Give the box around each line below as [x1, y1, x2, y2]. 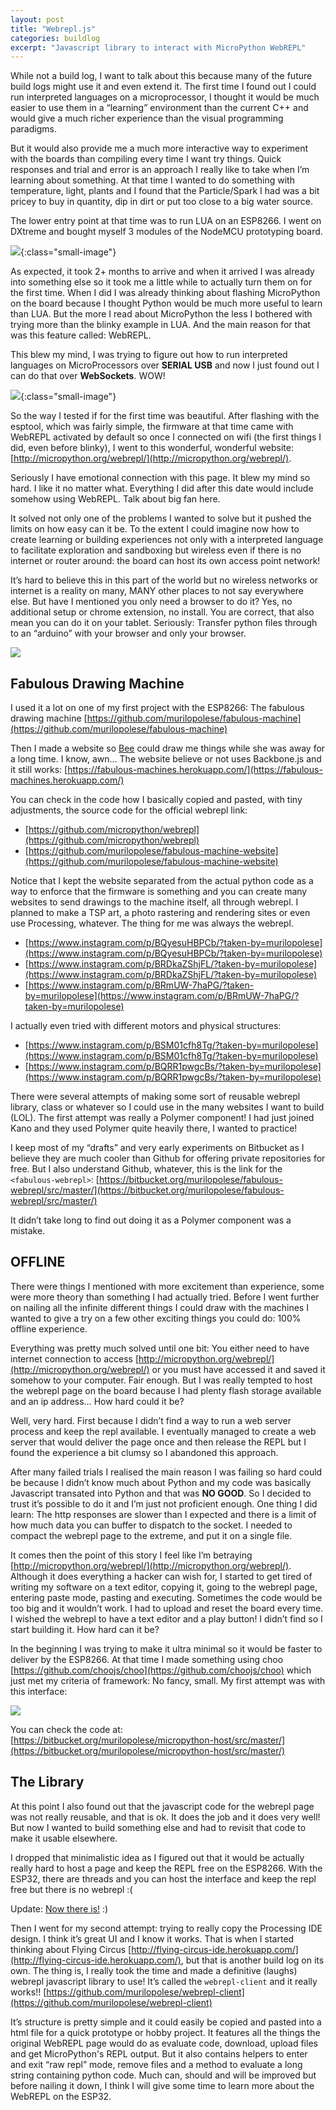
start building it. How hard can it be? [10, 1623, 160, 1635]
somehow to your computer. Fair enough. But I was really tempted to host [10, 1374, 313, 1386]
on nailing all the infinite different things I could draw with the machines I [10, 1301, 309, 1313]
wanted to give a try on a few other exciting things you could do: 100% [10, 1312, 302, 1324]
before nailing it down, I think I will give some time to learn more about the [10, 2079, 315, 2091]
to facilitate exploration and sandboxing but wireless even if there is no [10, 544, 302, 556]
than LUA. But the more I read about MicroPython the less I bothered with [10, 308, 313, 320]
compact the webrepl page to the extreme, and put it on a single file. [10, 1529, 293, 1541]
